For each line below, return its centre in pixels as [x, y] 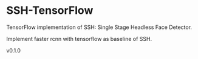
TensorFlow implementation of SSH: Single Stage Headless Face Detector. [99, 27]
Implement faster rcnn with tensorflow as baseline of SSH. [79, 39]
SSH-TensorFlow [50, 11]
